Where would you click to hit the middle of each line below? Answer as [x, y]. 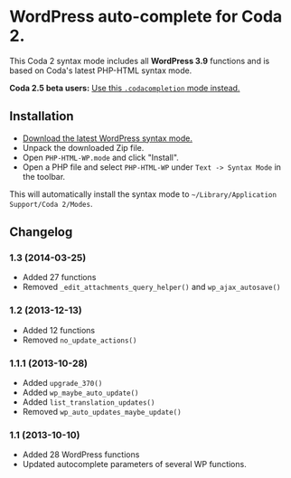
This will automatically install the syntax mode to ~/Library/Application [143, 194]
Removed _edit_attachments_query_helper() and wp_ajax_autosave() [151, 287]
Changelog [41, 232]
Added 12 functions [59, 330]
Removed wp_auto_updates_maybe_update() [102, 412]
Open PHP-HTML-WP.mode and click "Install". [100, 157]
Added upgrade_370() [62, 383]
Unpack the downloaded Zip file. [83, 147]
